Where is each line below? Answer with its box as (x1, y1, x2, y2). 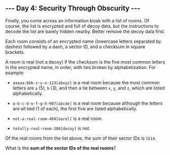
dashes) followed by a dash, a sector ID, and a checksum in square (5, 43, 146, 50)
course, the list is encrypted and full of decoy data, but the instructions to (5, 23, 159, 29)
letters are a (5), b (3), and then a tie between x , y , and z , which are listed (12, 85, 165, 91)
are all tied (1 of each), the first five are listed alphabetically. (12, 105, 138, 111)
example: (5, 70, 24, 76)
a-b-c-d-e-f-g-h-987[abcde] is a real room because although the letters (12, 100, 163, 106)
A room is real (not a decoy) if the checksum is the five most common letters (5, 58, 165, 65)
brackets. (5, 49, 25, 55)
